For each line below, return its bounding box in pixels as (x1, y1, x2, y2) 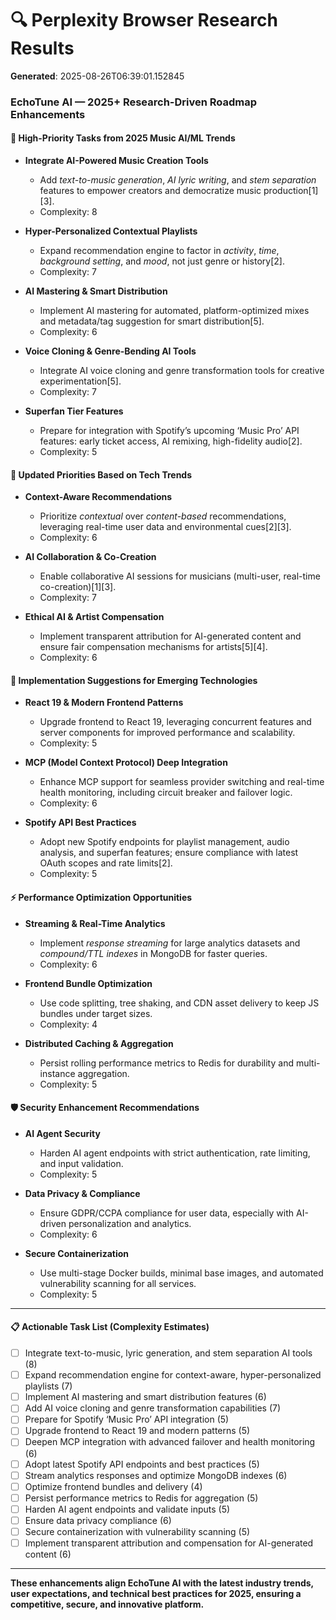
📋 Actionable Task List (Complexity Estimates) (10, 1321, 210, 1333)
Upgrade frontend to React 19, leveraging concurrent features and (39, 716, 312, 728)
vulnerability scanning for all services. (39, 1277, 197, 1289)
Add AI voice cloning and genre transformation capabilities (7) (24, 1402, 282, 1414)
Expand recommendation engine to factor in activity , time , (39, 245, 280, 257)
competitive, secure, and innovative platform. (10, 1598, 205, 1611)
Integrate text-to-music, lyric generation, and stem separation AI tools (24, 1347, 313, 1359)
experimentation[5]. (39, 375, 122, 387)
